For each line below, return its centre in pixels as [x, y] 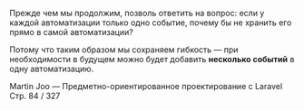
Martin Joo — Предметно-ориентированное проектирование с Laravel [146, 86]
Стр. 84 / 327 [35, 96]
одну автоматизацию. [52, 69]
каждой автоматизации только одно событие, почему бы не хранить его [151, 23]
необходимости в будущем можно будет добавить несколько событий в [152, 59]
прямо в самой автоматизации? [71, 32]
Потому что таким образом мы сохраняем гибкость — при [124, 50]
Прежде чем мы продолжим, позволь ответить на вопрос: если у [137, 13]
